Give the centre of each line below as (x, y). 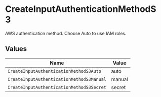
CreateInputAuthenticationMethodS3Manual (57, 79)
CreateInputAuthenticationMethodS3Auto (54, 71)
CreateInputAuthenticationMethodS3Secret (57, 87)
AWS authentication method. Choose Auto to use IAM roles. (66, 33)
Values (16, 49)
